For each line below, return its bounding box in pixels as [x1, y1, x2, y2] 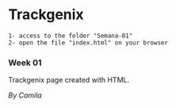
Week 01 [8, 57, 42, 68]
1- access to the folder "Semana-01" [8, 32, 133, 40]
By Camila [8, 91, 42, 100]
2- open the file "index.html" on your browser [8, 38, 169, 47]
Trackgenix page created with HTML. [8, 75, 129, 85]
